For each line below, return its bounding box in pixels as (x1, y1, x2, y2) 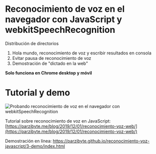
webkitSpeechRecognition (5, 25, 115, 35)
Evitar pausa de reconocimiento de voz (12, 55, 92, 61)
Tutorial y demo (5, 87, 70, 99)
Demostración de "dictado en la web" (12, 60, 88, 66)
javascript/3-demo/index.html (5, 143, 65, 149)
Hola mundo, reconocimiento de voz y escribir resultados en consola (12, 50, 152, 56)
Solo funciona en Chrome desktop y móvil (5, 70, 92, 76)
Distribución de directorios (5, 40, 59, 46)
